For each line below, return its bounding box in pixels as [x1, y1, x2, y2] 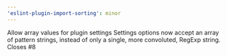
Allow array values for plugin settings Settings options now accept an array [7, 28, 219, 36]
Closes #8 [7, 43, 36, 51]
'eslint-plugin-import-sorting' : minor [7, 9, 121, 17]
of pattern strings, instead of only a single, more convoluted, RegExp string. [7, 35, 221, 44]
